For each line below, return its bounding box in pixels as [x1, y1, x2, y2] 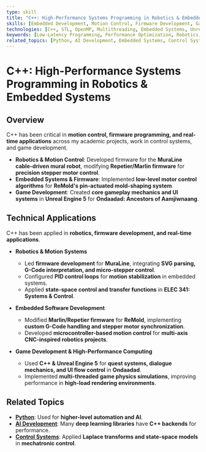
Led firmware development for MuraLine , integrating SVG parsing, [24, 260, 196, 267]
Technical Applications [6, 213, 96, 223]
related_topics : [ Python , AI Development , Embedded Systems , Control [6, 38, 188, 44]
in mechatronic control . [15, 439, 77, 446]
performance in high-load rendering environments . [24, 379, 156, 386]
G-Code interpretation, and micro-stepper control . [24, 266, 156, 274]
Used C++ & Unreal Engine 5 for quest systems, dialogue [24, 359, 172, 367]
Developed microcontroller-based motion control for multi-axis [24, 329, 188, 336]
